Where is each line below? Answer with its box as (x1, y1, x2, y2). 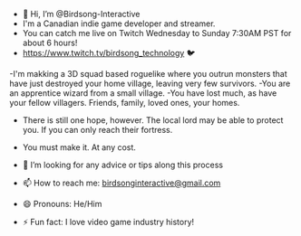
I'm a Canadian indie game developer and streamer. (22, 18, 216, 29)
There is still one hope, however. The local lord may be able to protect (22, 115, 284, 126)
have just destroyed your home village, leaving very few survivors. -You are (9, 78, 291, 89)
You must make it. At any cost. (22, 142, 136, 153)
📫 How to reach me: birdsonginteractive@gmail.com (22, 177, 221, 188)
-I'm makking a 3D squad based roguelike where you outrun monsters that (9, 69, 287, 79)
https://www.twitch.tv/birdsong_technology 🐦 (22, 48, 196, 58)
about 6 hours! (22, 37, 78, 48)
